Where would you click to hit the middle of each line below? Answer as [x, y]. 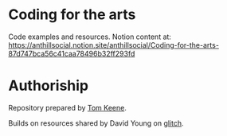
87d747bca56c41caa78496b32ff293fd [72, 53]
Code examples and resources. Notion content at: [90, 37]
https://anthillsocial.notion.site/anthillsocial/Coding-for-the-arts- [113, 45]
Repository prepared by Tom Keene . [68, 107]
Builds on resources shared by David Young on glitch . [96, 123]
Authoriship [49, 86]
